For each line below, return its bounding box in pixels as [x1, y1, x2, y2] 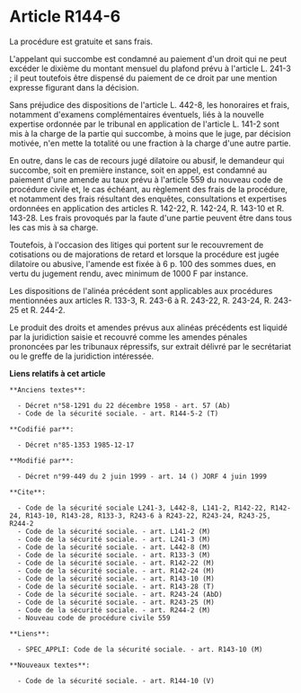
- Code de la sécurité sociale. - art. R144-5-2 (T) [17, 409, 219, 418]
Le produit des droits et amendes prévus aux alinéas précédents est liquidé [9, 322, 288, 333]
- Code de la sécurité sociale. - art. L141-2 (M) [17, 527, 211, 536]
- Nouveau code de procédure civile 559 [17, 613, 171, 622]
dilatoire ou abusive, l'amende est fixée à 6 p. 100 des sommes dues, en [9, 258, 277, 269]
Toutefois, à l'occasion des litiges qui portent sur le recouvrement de [9, 239, 264, 250]
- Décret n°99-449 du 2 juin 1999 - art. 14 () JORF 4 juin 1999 [17, 472, 268, 481]
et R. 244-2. [21, 304, 66, 315]
